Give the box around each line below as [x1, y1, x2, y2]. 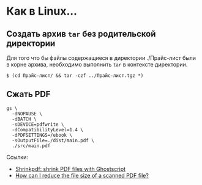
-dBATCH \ [12, 116, 37, 122]
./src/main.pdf [12, 142, 51, 149]
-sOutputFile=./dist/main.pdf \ [12, 137, 95, 143]
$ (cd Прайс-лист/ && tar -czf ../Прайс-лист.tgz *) [6, 73, 144, 79]
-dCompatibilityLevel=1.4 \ [12, 126, 84, 132]
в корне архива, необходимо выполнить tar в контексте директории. [6, 61, 188, 68]
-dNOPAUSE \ [12, 111, 43, 117]
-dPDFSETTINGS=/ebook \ [12, 132, 72, 138]
